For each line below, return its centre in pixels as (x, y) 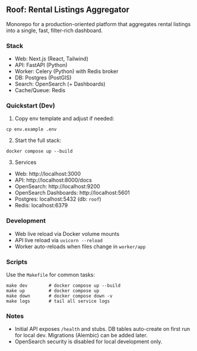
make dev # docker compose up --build (63, 286)
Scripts (17, 262)
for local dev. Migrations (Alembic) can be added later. (81, 336)
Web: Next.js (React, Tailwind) (52, 59)
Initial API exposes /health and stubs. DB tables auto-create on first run (102, 329)
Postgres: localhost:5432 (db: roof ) (58, 199)
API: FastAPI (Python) (41, 65)
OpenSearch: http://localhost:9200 (57, 186)
